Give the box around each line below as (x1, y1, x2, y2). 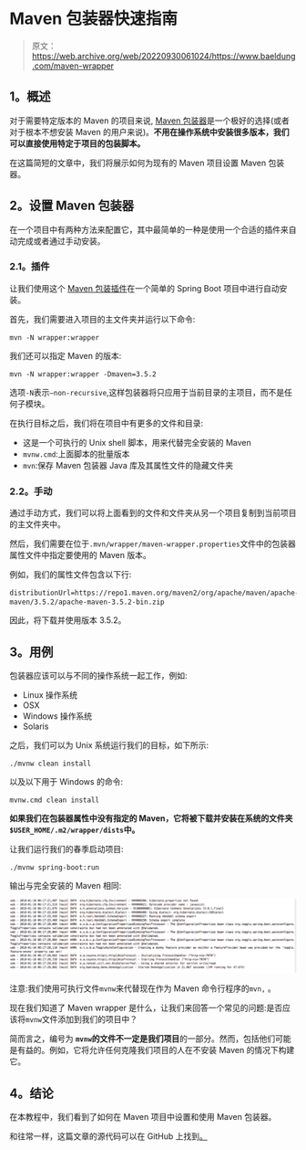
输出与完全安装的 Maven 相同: (9, 880, 122, 891)
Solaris (22, 721, 49, 732)
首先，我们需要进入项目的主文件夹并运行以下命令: (9, 313, 196, 324)
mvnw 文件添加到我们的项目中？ (25, 1014, 138, 1025)
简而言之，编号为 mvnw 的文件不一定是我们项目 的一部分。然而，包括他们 (9, 1033, 276, 1044)
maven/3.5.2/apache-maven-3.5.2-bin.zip (9, 597, 166, 607)
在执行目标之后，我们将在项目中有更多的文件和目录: (9, 417, 204, 428)
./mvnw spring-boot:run (9, 862, 100, 872)
